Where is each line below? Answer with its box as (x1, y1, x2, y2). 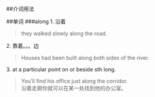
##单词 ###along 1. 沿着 (6, 18, 66, 25)
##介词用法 (6, 5, 34, 12)
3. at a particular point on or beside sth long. (6, 66, 116, 73)
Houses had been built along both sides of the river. (20, 54, 150, 61)
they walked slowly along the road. (20, 30, 108, 37)
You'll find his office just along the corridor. (20, 77, 128, 84)
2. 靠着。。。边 (6, 43, 39, 49)
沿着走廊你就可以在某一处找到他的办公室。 (20, 84, 127, 92)
